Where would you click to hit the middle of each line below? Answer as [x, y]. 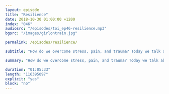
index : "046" [19, 24]
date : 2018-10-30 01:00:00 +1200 [40, 19]
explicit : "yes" [22, 79]
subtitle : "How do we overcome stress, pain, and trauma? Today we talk [83, 51]
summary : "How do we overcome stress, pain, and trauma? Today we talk [82, 60]
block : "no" [18, 83]
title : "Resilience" [27, 15]
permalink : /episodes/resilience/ [41, 42]
